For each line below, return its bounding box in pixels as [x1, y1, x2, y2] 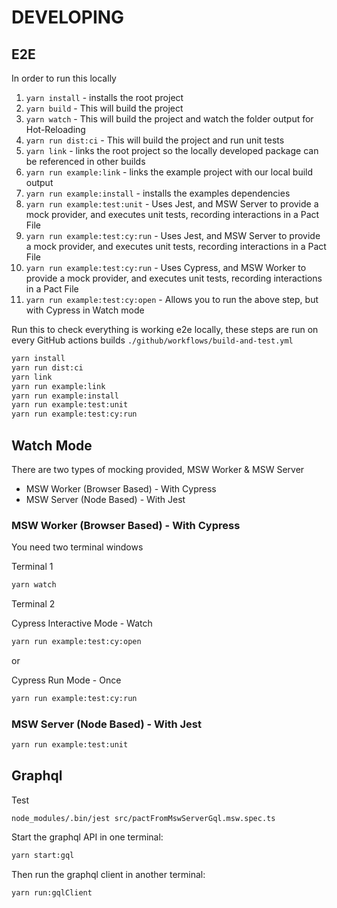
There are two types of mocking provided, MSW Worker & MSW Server [11, 463, 305, 475]
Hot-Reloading [25, 124, 86, 135]
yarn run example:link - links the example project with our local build [25, 166, 314, 178]
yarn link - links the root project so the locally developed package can [25, 145, 319, 156]
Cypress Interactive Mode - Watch [11, 617, 153, 630]
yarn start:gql [11, 850, 75, 860]
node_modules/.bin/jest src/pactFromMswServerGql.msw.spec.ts [11, 813, 276, 823]
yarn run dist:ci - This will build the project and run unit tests [25, 134, 285, 146]
